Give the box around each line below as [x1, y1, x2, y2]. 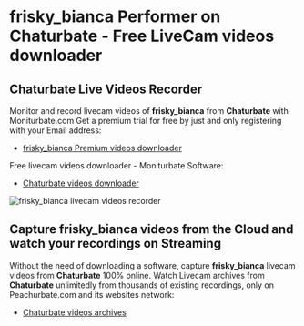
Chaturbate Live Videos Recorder [9, 81, 203, 97]
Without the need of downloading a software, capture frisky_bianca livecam [9, 260, 296, 270]
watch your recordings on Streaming [9, 236, 221, 251]
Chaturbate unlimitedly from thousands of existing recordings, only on [9, 280, 275, 290]
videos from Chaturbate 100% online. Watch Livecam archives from [9, 270, 266, 280]
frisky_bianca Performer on [9, 6, 221, 27]
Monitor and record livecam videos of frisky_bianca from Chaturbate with [9, 106, 289, 116]
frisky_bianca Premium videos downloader [22, 143, 182, 153]
